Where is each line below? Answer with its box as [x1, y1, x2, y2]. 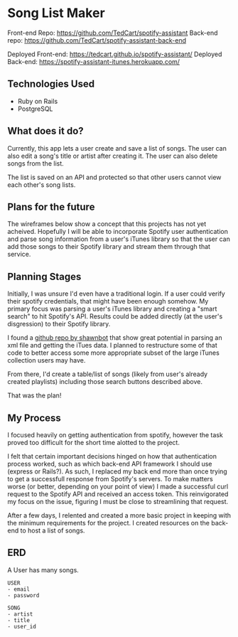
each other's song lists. [7, 180, 76, 189]
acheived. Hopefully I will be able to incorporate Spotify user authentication [7, 227, 229, 236]
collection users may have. [7, 356, 86, 365]
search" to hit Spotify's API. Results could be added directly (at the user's [7, 312, 223, 321]
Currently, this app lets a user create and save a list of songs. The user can [7, 144, 227, 152]
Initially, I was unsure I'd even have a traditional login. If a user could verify [7, 289, 225, 298]
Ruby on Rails [17, 97, 58, 105]
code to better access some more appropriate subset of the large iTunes [7, 348, 220, 357]
